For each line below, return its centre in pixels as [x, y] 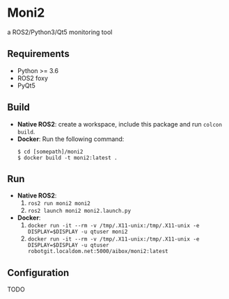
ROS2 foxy [33, 78]
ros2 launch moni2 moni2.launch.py [79, 211]
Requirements [38, 54]
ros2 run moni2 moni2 [59, 204]
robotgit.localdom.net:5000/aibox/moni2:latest [98, 252]
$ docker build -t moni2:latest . [67, 158]
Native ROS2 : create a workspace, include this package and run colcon [120, 124]
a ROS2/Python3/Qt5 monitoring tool [60, 32]
